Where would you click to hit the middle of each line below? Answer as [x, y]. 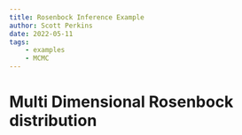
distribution [53, 121]
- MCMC [37, 58]
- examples [45, 50]
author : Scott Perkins [51, 26]
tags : [19, 42]
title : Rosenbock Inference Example [77, 17]
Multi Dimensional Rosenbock [121, 102]
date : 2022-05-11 [41, 34]
